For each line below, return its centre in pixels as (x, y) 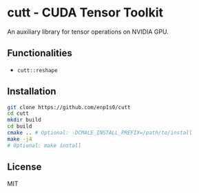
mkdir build (24, 120)
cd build (20, 126)
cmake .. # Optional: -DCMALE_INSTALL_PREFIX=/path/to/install (100, 133)
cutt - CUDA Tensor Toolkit (85, 13)
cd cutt (18, 114)
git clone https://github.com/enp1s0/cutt (69, 107)
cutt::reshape (37, 70)
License (24, 167)
